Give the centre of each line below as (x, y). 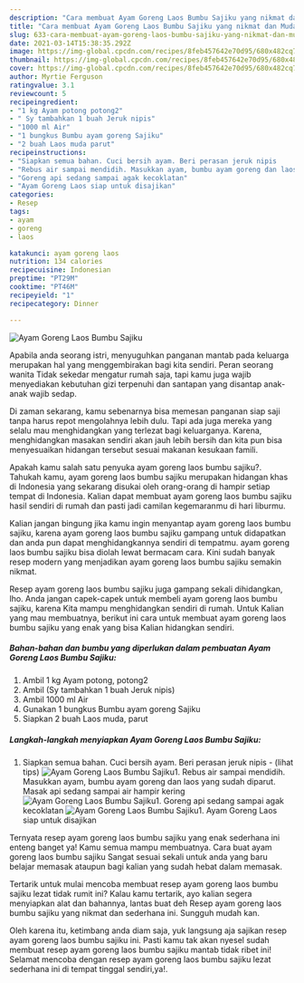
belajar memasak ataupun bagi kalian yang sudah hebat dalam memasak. (146, 867)
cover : (22, 69)
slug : (19, 34)
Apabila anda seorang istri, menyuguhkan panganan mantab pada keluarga (149, 355)
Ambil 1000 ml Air (55, 699)
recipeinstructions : (48, 152)
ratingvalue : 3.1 (42, 85)
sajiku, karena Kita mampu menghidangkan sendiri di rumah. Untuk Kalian (147, 608)
